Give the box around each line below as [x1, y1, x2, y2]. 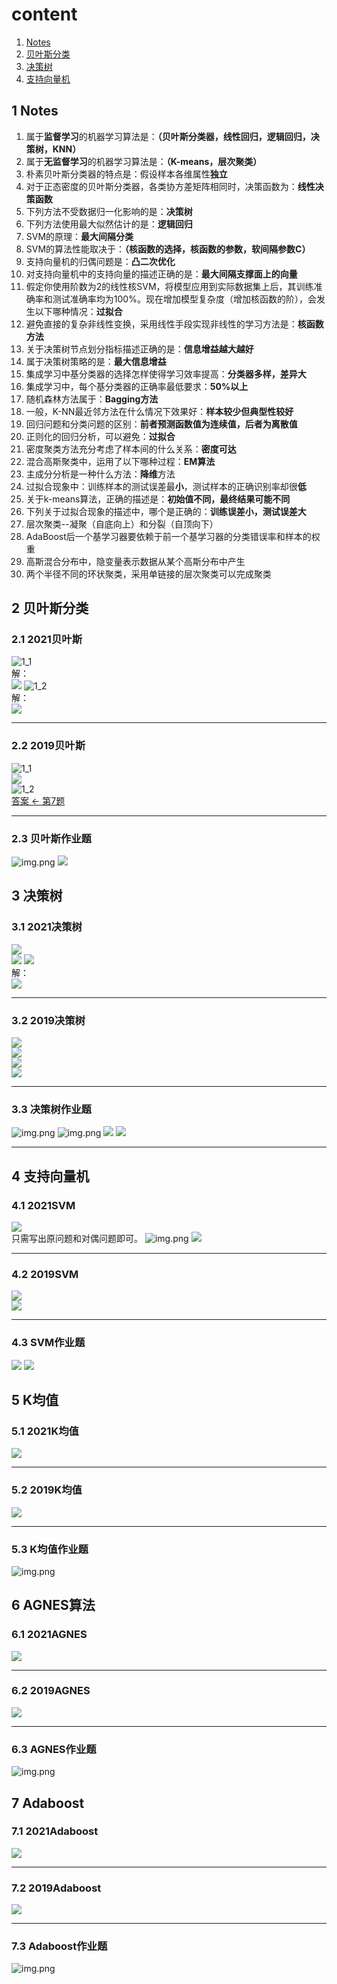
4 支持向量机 [11, 1168, 90, 1185]
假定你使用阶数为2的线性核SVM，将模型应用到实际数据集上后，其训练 [25, 280, 314, 292]
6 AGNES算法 [11, 1597, 96, 1614]
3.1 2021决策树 [11, 920, 83, 934]
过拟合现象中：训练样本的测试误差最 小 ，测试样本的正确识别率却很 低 [25, 480, 307, 492]
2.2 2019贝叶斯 [11, 739, 86, 753]
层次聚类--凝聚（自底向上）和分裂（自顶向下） [25, 518, 219, 530]
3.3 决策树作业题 [11, 1102, 92, 1116]
